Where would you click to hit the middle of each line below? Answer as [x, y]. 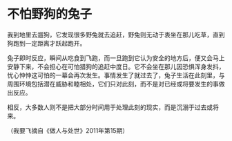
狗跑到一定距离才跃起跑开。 [47, 43]
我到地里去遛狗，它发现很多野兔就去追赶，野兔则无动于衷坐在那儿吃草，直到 [116, 35]
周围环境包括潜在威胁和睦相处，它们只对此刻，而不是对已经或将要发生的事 [113, 84]
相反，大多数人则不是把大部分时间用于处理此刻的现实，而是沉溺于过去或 [110, 107]
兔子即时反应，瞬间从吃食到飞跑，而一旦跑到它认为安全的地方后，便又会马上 [116, 58]
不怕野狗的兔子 [50, 14]
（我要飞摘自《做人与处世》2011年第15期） [68, 130]
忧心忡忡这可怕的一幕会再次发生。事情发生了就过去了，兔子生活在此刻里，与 [116, 75]
